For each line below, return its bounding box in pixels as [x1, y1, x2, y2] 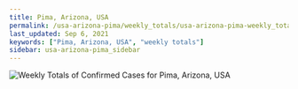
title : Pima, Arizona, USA [9, 12, 109, 22]
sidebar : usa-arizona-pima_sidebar [9, 46, 141, 55]
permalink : [9, 21, 50, 30]
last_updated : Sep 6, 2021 [9, 29, 109, 38]
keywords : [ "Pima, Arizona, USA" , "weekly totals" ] [9, 37, 204, 47]
